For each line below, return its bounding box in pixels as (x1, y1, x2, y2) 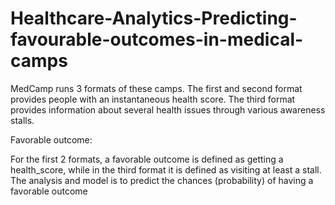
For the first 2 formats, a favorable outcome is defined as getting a (10, 153, 284, 165)
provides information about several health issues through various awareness (10, 103, 326, 116)
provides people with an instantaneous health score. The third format (10, 93, 296, 105)
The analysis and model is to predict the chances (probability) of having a (10, 174, 314, 186)
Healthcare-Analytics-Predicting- (10, 7, 298, 30)
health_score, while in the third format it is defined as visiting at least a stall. (10, 163, 322, 176)
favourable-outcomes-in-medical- (10, 28, 304, 51)
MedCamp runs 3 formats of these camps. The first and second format (10, 82, 303, 94)
